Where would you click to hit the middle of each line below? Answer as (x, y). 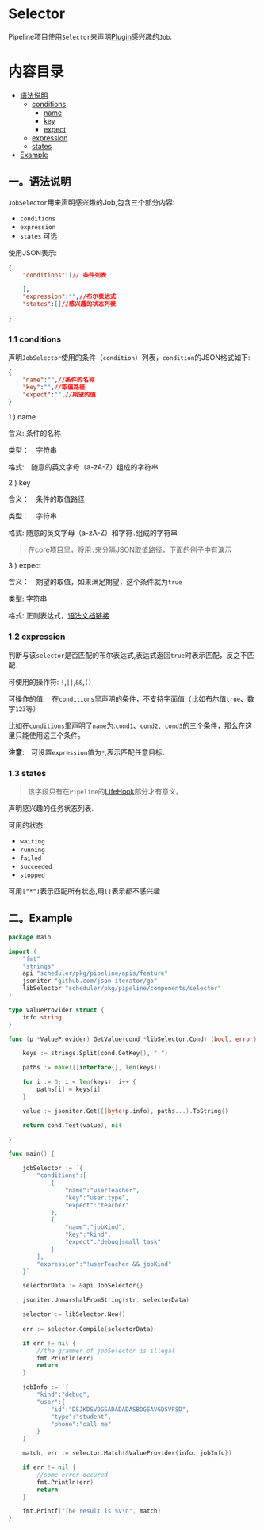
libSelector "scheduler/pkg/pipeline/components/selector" (122, 989)
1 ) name (22, 417)
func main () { (32, 1154)
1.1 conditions (35, 339)
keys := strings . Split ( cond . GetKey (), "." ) (96, 1054)
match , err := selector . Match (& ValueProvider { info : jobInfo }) (127, 1453)
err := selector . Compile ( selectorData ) (88, 1329)
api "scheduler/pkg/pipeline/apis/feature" (96, 973)
